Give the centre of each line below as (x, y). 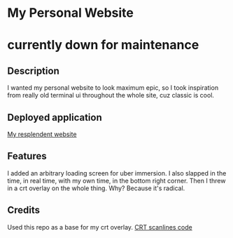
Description (33, 71)
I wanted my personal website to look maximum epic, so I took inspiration (113, 88)
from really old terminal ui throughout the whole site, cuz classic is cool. (111, 95)
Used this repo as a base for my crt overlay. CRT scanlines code (100, 227)
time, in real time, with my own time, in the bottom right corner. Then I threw (116, 180)
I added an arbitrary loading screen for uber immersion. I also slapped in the (117, 173)
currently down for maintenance (103, 45)
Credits (24, 210)
